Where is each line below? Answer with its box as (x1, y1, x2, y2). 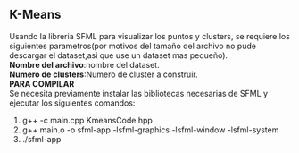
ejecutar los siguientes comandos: (9, 98, 136, 108)
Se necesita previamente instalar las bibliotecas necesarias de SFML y (9, 88, 269, 98)
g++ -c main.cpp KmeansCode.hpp (21, 115, 154, 125)
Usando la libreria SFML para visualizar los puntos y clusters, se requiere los (9, 30, 290, 41)
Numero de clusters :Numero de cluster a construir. (9, 69, 198, 80)
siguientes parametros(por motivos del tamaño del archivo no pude (9, 40, 257, 51)
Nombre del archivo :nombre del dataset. (9, 59, 160, 70)
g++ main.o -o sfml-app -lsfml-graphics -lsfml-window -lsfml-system (21, 124, 279, 135)
